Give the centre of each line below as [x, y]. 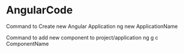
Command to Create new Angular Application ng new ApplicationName [92, 26]
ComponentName [27, 44]
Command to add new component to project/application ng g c [82, 37]
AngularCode [39, 10]
